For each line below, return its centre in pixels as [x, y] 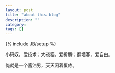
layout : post [19, 10]
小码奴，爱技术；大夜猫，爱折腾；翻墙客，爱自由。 [59, 54]
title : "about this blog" [33, 15]
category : [16, 24]
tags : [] [15, 29]
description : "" [22, 20]
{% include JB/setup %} [31, 44]
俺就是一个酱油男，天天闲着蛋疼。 [41, 65]
